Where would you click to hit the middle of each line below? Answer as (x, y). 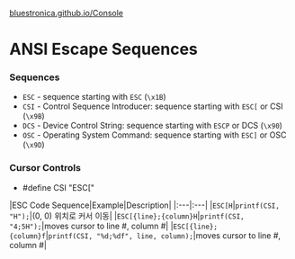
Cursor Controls (45, 168)
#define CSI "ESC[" (58, 187)
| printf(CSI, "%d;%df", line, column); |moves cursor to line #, (163, 235)
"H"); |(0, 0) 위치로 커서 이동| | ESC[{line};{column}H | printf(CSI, (127, 216)
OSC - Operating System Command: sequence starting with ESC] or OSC (154, 135)
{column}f (28, 236)
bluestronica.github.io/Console (67, 13)
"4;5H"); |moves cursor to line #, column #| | (91, 226)
